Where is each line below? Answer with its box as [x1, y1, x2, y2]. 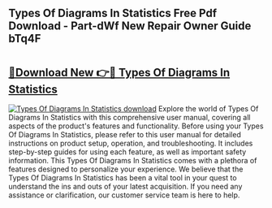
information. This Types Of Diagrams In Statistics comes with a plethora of [8, 156, 257, 165]
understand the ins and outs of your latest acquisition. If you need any [8, 182, 243, 191]
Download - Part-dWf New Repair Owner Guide [8, 19, 252, 33]
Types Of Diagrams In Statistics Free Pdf [8, 6, 218, 20]
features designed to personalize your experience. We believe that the [8, 164, 244, 174]
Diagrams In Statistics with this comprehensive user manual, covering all [8, 113, 251, 122]
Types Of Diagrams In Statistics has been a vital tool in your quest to [8, 173, 237, 182]
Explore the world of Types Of [158, 104, 259, 113]
